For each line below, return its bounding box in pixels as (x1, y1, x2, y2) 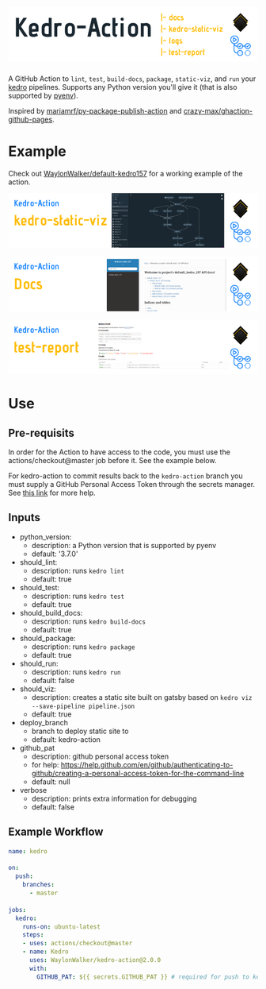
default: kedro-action (31, 734, 101, 744)
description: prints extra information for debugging (31, 794, 197, 803)
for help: (31, 759, 59, 769)
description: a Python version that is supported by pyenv (31, 540, 217, 550)
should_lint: (19, 557, 58, 566)
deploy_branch (19, 717, 69, 727)
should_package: (19, 633, 76, 643)
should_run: (19, 659, 59, 668)
